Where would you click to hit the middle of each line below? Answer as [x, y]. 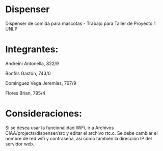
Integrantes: [32, 50]
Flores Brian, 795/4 [25, 93]
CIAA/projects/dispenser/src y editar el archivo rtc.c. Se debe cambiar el [81, 133]
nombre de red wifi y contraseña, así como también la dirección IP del [78, 138]
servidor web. [20, 144]
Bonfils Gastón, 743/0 [28, 73]
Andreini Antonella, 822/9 [32, 63]
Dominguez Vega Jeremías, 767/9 [41, 83]
